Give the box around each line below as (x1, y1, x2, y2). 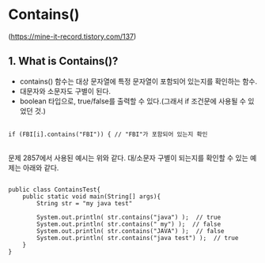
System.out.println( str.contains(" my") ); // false (36, 220, 221, 228)
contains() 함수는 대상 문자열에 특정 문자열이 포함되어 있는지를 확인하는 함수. (19, 77, 258, 86)
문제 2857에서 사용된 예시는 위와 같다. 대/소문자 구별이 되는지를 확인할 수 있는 (8, 152, 249, 163)
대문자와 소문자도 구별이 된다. (19, 86, 112, 96)
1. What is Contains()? (8, 54, 119, 68)
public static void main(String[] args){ (22, 192, 161, 201)
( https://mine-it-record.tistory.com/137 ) (8, 32, 137, 41)
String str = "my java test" (36, 199, 133, 207)
